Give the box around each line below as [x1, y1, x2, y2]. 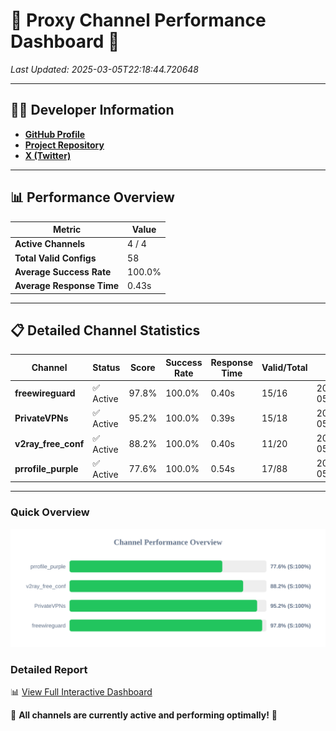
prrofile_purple [14, 462, 79, 474]
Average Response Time [14, 280, 120, 292]
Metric [52, 224, 82, 236]
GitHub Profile [24, 128, 86, 140]
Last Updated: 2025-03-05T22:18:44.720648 [10, 63, 199, 75]
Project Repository [24, 139, 105, 151]
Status [92, 362, 121, 374]
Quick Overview [10, 505, 90, 519]
